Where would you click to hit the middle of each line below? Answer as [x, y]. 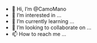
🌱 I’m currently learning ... [43, 21]
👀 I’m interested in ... [36, 15]
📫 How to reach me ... [39, 34]
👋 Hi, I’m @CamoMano [39, 9]
